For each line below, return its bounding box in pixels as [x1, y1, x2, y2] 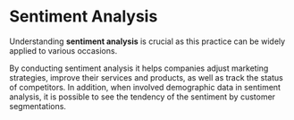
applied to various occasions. [9, 45, 118, 56]
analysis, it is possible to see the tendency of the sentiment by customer [9, 91, 275, 102]
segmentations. [9, 100, 67, 111]
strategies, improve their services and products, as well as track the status [9, 72, 283, 82]
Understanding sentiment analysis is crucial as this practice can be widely [9, 36, 286, 47]
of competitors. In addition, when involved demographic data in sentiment [9, 81, 281, 92]
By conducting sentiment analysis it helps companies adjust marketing [9, 63, 269, 73]
